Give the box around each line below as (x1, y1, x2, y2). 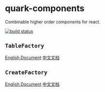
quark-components (5, 3, 85, 14)
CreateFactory (5, 69, 47, 76)
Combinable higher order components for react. (5, 19, 101, 25)
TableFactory (5, 42, 45, 49)
